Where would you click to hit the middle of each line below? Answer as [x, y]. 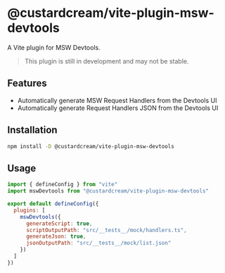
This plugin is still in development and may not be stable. [107, 61]
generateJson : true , [56, 237]
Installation [32, 130]
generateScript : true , [59, 224]
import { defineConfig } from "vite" [63, 185]
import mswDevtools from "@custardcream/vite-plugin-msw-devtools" [108, 191]
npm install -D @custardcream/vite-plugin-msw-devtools [91, 146]
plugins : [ [30, 210]
